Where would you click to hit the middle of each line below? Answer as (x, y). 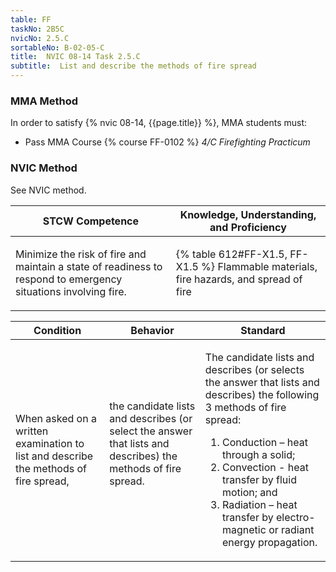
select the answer (151, 431)
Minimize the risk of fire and (81, 254)
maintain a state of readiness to (89, 266)
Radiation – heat (259, 504)
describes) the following (262, 394)
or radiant (291, 529)
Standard (263, 330)
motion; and (249, 492)
